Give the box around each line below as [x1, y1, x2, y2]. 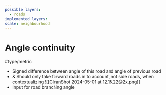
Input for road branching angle [12, 84, 75, 90]
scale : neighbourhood [5, 21, 50, 26]
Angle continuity [5, 43, 76, 53]
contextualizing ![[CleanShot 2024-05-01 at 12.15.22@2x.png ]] [12, 79, 140, 85]
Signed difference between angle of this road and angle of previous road [12, 68, 161, 74]
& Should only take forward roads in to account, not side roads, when [12, 74, 154, 80]
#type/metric [5, 59, 32, 65]
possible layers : [5, 7, 41, 12]
